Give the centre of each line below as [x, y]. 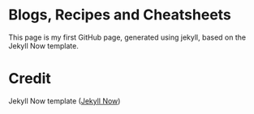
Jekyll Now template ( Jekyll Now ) [65, 101]
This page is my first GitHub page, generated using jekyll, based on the [127, 37]
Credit [30, 79]
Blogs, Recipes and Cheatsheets [120, 15]
